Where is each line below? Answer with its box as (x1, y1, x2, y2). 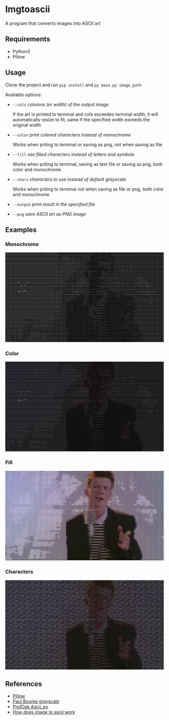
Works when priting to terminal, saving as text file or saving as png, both (12, 161, 163, 167)
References (5, 680, 42, 688)
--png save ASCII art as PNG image (12, 211, 87, 217)
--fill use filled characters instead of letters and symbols (12, 151, 135, 157)
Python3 (12, 48, 30, 54)
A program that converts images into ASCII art (5, 20, 101, 26)
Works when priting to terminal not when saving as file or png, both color (12, 186, 164, 192)
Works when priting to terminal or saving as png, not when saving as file (12, 141, 162, 148)
